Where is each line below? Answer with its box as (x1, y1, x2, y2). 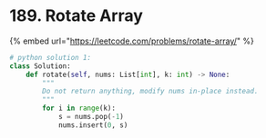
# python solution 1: (9, 53, 92, 62)
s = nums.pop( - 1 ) (57, 113, 125, 122)
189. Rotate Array (9, 5, 144, 26)
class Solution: (9, 61, 71, 71)
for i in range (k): (42, 103, 117, 113)
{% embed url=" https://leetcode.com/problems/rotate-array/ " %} (9, 35, 255, 46)
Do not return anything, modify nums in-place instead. (42, 87, 259, 96)
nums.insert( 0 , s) (57, 120, 128, 130)
